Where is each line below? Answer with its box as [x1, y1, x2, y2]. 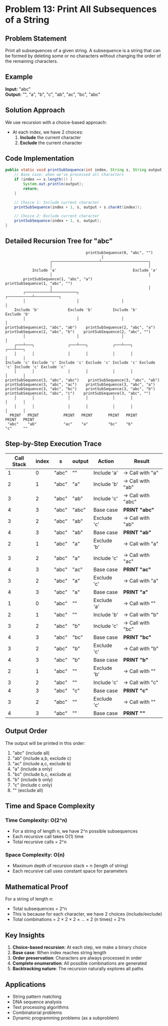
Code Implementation [5, 154, 74, 163]
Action [97, 458, 114, 465]
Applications [5, 980, 46, 989]
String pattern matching [12, 993, 61, 999]
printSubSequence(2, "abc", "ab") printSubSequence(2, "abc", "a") [5, 325, 155, 330]
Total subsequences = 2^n [12, 905, 67, 912]
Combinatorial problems [12, 1009, 62, 1015]
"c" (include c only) [12, 782, 52, 788]
